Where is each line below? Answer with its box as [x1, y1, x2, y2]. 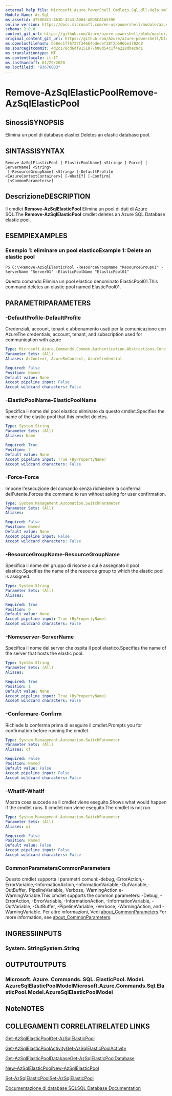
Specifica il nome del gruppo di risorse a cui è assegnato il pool [5, 562, 139, 569]
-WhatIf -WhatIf [5, 787, 45, 794]
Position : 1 [5, 683, 31, 689]
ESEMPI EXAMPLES [5, 231, 68, 240]
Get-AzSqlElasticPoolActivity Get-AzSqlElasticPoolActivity [5, 1045, 126, 1052]
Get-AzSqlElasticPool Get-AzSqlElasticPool [5, 1035, 95, 1042]
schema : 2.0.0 [5, 27, 36, 32]
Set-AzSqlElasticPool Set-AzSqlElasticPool [5, 1075, 94, 1082]
